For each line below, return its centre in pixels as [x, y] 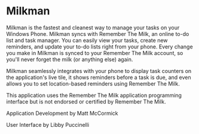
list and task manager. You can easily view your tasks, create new [87, 40]
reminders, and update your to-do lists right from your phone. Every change [99, 47]
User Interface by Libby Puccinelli [48, 124]
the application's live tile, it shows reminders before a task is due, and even [99, 77]
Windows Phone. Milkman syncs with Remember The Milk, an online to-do [98, 33]
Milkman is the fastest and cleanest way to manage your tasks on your [93, 28]
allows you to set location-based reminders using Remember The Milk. [93, 83]
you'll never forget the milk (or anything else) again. [70, 59]
